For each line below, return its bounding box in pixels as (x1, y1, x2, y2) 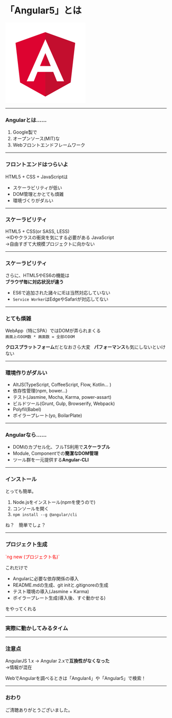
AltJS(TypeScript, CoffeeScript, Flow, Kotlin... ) (12, 381, 112, 388)
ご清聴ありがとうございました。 (5, 707, 73, 713)
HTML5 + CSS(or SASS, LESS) (5, 228, 70, 234)
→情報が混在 (5, 664, 32, 671)
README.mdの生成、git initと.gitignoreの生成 (12, 582, 109, 588)
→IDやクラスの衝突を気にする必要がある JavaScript (5, 234, 114, 241)
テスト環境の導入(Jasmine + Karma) (12, 588, 90, 594)
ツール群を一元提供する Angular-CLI (12, 457, 89, 463)
